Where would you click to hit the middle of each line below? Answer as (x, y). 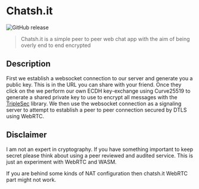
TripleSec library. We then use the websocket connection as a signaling (94, 103)
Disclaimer (27, 135)
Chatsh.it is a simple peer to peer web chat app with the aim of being (105, 39)
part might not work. (31, 179)
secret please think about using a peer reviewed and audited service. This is (100, 155)
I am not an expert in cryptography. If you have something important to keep (100, 149)
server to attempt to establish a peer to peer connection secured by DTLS (97, 110)
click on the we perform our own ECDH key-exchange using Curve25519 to (98, 91)
